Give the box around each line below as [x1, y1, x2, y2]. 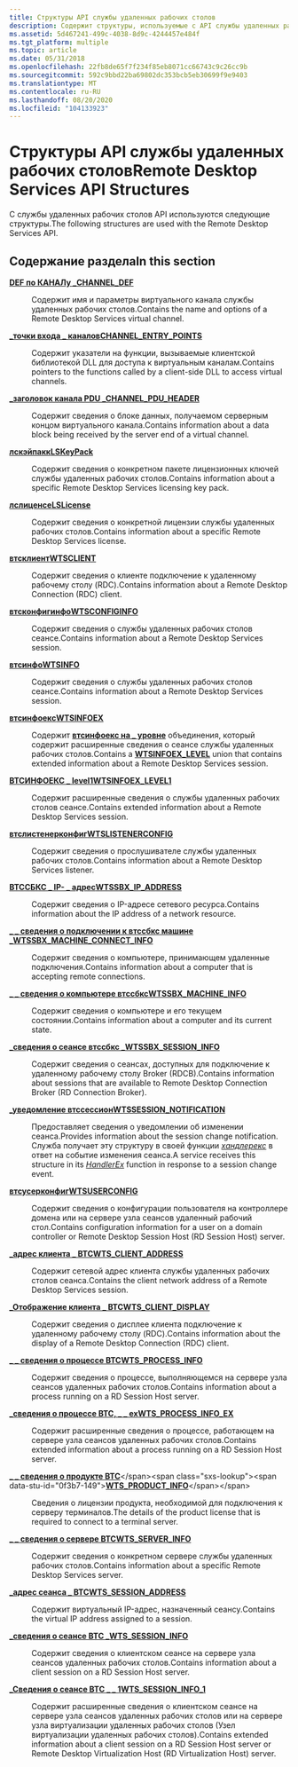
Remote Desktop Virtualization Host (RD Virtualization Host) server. [31, 1748, 277, 1758]
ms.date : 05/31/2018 [9, 54, 86, 63]
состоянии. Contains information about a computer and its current [31, 1015, 272, 1025]
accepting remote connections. [31, 971, 145, 982]
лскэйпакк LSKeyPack [9, 446, 94, 457]
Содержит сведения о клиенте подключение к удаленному [31, 570, 257, 580]
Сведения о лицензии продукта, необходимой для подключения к [31, 1497, 283, 1508]
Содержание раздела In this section [9, 254, 216, 269]
